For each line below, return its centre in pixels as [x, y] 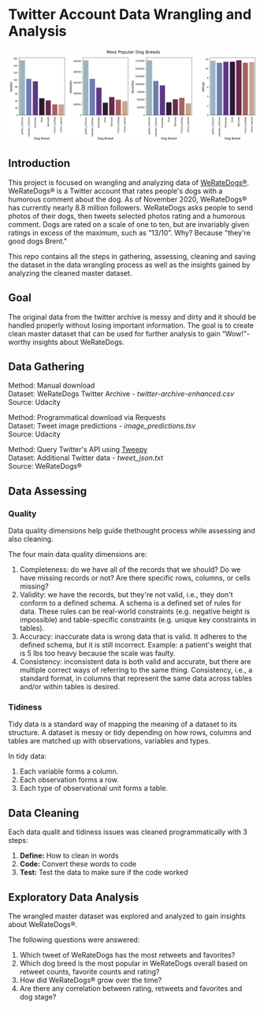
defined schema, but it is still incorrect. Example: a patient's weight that [136, 645]
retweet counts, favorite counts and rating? [89, 972]
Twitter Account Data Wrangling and [130, 15]
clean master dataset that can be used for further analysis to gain [114, 333]
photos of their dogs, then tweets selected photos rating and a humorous [127, 216]
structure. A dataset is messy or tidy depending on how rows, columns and [130, 733]
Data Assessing [48, 491]
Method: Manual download [52, 386]
